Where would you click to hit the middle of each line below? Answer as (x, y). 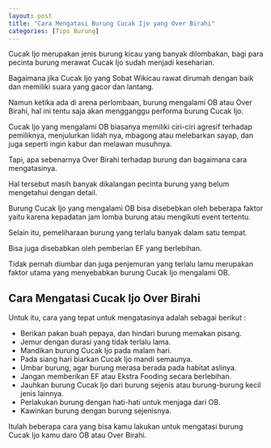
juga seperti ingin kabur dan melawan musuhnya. (90, 144)
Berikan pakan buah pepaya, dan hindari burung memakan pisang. (131, 334)
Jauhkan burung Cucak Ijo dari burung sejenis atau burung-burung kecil (140, 385)
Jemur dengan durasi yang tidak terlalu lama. (95, 342)
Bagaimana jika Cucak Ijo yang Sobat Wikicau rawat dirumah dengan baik (131, 79)
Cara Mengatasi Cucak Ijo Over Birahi (104, 298)
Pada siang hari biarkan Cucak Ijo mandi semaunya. (106, 359)
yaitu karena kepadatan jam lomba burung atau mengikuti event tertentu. (129, 217)
